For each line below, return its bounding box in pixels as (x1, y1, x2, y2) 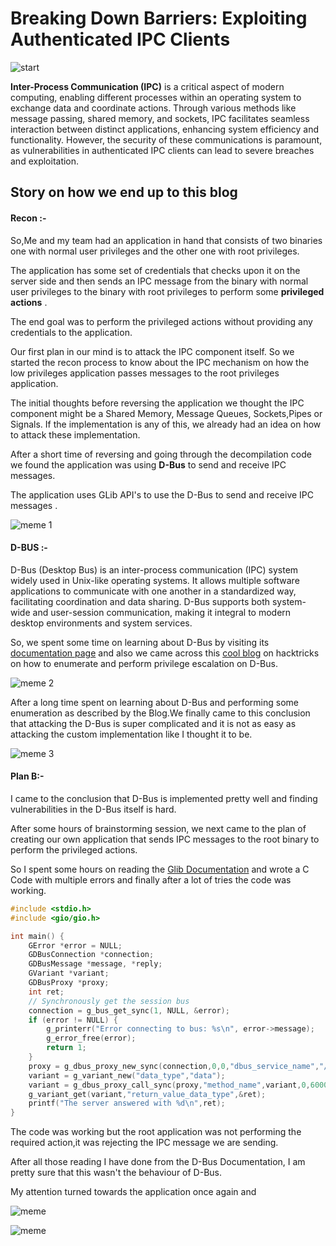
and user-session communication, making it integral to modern (32, 606, 292, 618)
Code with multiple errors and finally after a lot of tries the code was (10, 873, 292, 886)
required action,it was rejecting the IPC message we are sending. (10, 1137, 279, 1149)
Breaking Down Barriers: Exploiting (10, 7, 308, 30)
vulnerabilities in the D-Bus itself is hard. (10, 803, 177, 815)
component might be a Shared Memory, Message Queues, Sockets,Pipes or (10, 407, 323, 419)
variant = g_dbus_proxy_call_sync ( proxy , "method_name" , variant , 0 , (28, 1080, 311, 1090)
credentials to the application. (10, 326, 133, 338)
